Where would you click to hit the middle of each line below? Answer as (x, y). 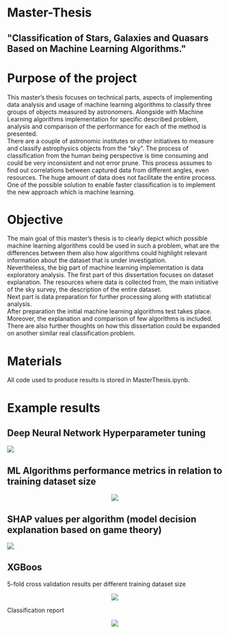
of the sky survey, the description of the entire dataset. (84, 290)
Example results (54, 408)
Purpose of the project (72, 78)
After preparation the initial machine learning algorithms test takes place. (109, 312)
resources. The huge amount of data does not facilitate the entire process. (112, 177)
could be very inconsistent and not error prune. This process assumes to (110, 163)
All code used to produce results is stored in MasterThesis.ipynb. (98, 380)
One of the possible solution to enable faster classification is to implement (111, 185)
